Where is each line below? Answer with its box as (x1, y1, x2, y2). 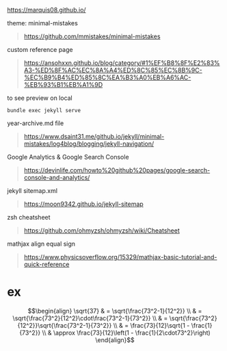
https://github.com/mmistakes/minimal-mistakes (23, 32, 161, 40)
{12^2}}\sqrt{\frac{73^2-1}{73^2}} (17, 321, 112, 329)
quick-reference (23, 260, 70, 268)
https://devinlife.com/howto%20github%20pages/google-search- (23, 166, 211, 174)
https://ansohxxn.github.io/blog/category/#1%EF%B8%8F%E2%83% (23, 59, 220, 67)
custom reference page (7, 46, 73, 53)
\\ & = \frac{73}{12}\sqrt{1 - (113, 321, 190, 329)
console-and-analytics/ (23, 174, 90, 181)
